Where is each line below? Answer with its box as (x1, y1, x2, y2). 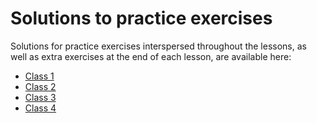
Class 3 (24, 91, 57, 103)
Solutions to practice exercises (10, 7, 273, 30)
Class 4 (24, 102, 57, 114)
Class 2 (24, 80, 57, 92)
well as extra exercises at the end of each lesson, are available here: (10, 50, 292, 62)
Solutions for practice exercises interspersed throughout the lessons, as (10, 40, 307, 52)
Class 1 (24, 70, 55, 82)
